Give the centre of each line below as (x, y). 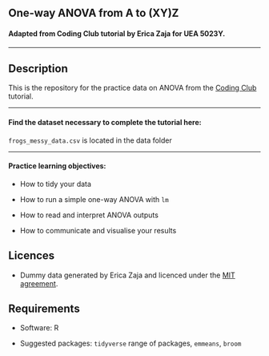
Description (38, 69)
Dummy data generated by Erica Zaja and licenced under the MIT (128, 275)
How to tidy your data (56, 184)
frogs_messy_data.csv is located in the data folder (90, 140)
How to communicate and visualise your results (98, 230)
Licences (32, 256)
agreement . (39, 283)
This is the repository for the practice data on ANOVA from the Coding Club (132, 88)
